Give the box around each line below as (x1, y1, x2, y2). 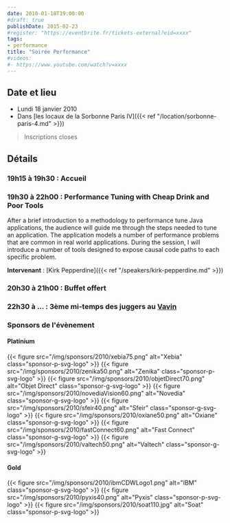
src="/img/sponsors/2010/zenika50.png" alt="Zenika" (7, 367, 160, 376)
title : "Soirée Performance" (7, 49, 91, 56)
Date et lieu (7, 87, 57, 98)
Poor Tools (7, 200, 44, 210)
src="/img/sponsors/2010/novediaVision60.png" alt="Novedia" (7, 389, 186, 398)
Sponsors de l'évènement (7, 320, 95, 330)
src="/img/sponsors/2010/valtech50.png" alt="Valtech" (7, 440, 165, 449)
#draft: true (7, 17, 45, 23)
